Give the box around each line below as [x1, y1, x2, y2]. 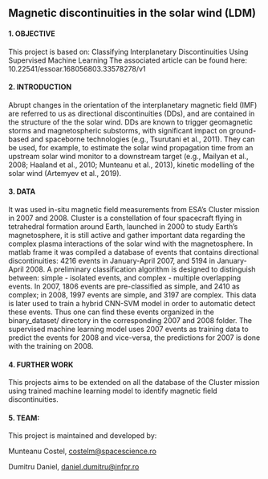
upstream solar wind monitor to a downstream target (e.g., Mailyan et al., [8, 151, 249, 161]
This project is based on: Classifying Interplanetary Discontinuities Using [8, 47, 249, 56]
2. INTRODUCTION [8, 82, 72, 92]
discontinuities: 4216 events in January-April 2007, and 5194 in [8, 256, 216, 265]
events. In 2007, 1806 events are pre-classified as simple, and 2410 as [8, 281, 240, 291]
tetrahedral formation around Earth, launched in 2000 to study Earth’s [8, 222, 238, 231]
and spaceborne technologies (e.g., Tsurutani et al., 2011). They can [30, 134, 255, 144]
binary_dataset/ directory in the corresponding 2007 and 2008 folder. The [8, 316, 253, 325]
